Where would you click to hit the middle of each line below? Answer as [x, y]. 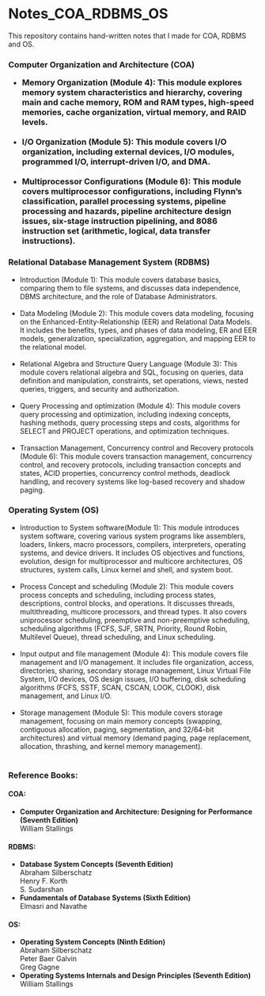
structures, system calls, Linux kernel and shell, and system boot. [126, 569]
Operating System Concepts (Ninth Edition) [93, 942]
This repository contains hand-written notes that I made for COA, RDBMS [127, 36]
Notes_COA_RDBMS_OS [88, 14]
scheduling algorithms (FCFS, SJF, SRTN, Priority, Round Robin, [123, 628]
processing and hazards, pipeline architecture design [127, 211]
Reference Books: [43, 775]
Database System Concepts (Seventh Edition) [97, 865]
